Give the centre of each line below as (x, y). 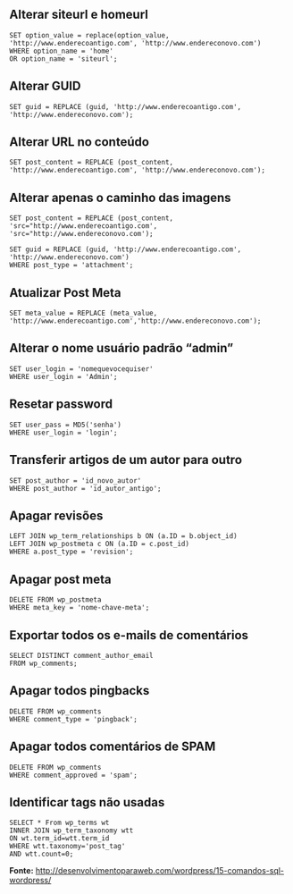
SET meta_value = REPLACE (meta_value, (84, 313)
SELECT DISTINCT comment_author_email (81, 655)
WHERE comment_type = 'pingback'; (74, 719)
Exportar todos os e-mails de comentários (129, 635)
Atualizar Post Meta (65, 293)
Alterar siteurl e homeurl (79, 15)
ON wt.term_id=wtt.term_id (59, 839)
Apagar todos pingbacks (80, 691)
